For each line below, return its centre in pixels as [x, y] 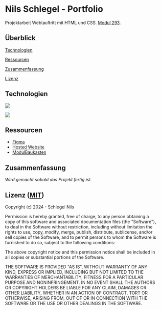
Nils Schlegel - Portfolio [54, 9]
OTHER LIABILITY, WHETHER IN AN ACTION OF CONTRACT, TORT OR [76, 293]
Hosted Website [28, 147]
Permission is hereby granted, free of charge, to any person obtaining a [77, 216]
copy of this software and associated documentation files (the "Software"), [81, 222]
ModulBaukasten [29, 152]
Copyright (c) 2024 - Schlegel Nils [40, 207]
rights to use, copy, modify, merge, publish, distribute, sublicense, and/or [79, 232]
